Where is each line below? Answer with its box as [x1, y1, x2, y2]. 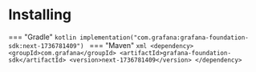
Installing [8, 6, 72, 24]
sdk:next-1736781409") [8, 42, 84, 50]
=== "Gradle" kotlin [8, 32, 77, 42]
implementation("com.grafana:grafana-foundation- [79, 34, 249, 42]
